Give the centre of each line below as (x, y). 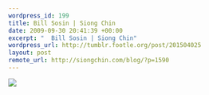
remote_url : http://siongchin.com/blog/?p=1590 (89, 61)
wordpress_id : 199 (39, 16)
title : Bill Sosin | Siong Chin (62, 23)
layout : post (30, 53)
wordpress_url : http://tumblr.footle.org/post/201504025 (105, 46)
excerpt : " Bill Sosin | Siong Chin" (73, 38)
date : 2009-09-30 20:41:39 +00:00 (66, 30)
